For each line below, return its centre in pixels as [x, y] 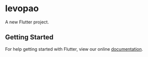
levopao [22, 9]
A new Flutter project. [27, 22]
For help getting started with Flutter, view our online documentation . [74, 49]
